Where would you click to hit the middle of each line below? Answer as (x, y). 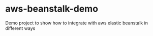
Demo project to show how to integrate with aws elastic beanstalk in (77, 23)
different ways (20, 28)
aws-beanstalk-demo (52, 9)
